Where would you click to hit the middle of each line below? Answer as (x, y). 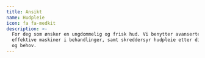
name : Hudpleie (26, 18)
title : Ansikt (24, 12)
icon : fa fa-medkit (31, 23)
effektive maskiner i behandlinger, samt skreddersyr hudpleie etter (102, 40)
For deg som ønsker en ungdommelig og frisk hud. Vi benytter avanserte (106, 34)
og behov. (24, 46)
